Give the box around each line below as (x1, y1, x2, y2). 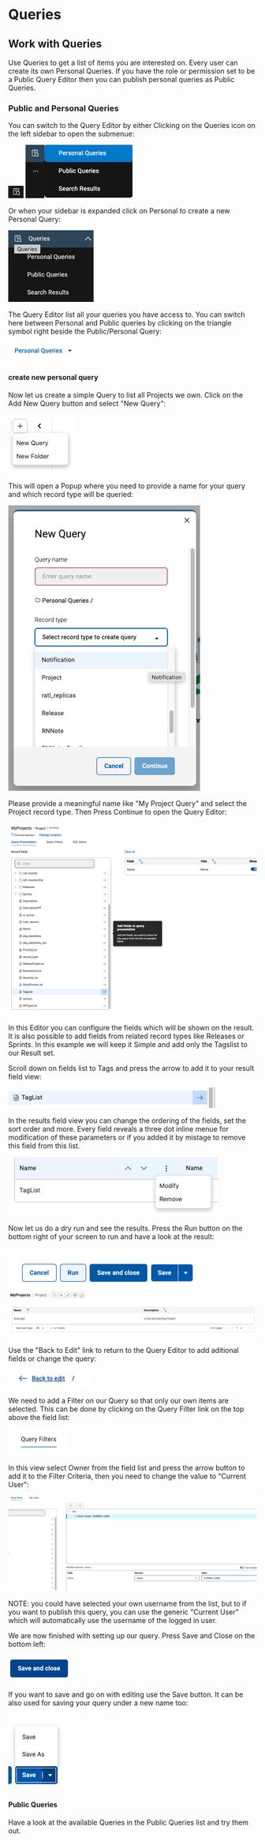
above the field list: (8, 1412, 70, 1422)
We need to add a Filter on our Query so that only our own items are (8, 1396, 230, 1405)
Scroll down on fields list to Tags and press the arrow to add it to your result (8, 1063, 255, 1072)
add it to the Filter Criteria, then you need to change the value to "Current (8, 1471, 247, 1481)
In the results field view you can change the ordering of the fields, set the (8, 1116, 247, 1125)
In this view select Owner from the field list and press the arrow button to (8, 1463, 245, 1472)
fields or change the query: (8, 1354, 97, 1363)
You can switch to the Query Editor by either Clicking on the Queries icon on (8, 121, 256, 130)
